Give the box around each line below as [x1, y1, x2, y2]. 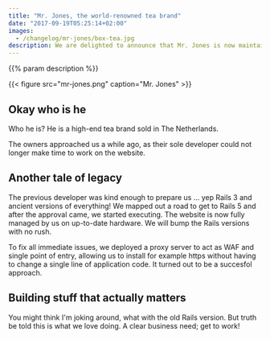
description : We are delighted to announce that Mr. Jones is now [8, 42, 235, 50]
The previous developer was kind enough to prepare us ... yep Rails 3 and [8, 192, 252, 202]
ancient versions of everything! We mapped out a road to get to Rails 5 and [8, 201, 256, 210]
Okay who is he [8, 102, 87, 116]
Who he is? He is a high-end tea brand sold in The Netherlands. [8, 124, 219, 133]
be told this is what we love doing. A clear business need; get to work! [8, 321, 240, 330]
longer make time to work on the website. [8, 148, 146, 157]
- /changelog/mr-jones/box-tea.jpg [15, 34, 135, 43]
